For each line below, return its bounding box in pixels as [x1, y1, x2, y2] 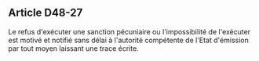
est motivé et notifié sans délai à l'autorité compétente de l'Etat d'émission [8, 35, 249, 45]
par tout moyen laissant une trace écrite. [8, 43, 139, 53]
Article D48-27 [8, 6, 83, 20]
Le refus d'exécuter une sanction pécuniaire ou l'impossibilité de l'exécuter [8, 27, 251, 36]
